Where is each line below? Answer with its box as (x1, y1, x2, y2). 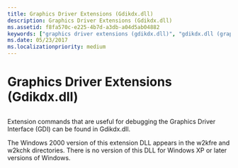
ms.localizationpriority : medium (7, 43, 106, 50)
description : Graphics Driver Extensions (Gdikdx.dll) (7, 17, 173, 24)
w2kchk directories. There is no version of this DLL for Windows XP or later (7, 146, 227, 155)
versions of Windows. (7, 153, 71, 162)
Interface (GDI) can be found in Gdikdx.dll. (7, 125, 131, 133)
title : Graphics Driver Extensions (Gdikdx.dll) (7, 10, 154, 18)
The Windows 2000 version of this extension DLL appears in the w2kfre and (7, 138, 230, 147)
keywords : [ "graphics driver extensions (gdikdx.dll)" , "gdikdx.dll (7, 30, 214, 38)
